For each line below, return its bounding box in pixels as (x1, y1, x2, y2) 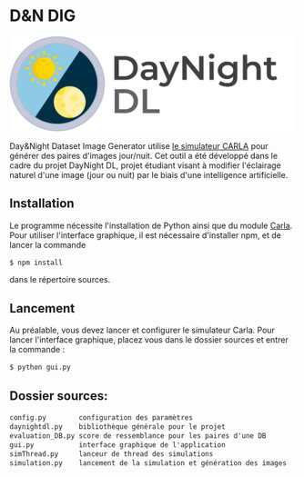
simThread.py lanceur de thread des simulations (9, 449, 214, 459)
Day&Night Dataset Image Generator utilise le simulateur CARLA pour (9, 140, 269, 151)
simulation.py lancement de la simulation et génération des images (9, 458, 287, 468)
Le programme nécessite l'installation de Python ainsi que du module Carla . (9, 220, 293, 231)
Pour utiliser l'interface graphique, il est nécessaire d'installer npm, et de (9, 229, 282, 241)
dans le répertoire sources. (9, 274, 111, 285)
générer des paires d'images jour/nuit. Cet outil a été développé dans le (9, 150, 279, 161)
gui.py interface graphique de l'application (9, 440, 226, 450)
